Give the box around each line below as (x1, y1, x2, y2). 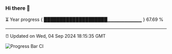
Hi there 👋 (5, 5, 31, 12)
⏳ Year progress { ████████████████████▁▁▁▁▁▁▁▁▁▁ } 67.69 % (5, 16, 164, 22)
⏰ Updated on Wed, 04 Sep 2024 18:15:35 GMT (5, 33, 106, 39)
